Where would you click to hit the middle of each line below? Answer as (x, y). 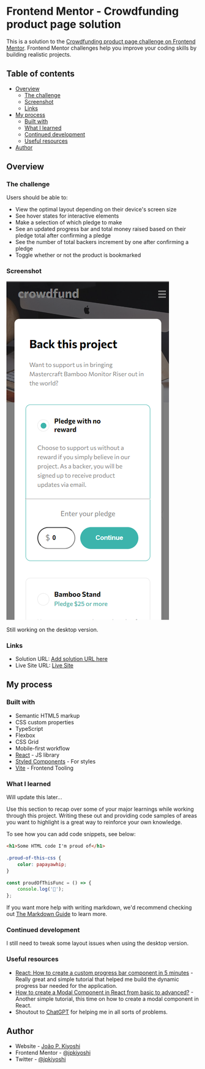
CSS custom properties (45, 722)
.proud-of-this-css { (34, 858)
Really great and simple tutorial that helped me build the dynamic (97, 979)
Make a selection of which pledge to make (69, 223)
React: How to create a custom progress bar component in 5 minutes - (104, 972)
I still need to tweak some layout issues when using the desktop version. (97, 943)
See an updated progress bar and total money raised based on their (101, 229)
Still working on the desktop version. (52, 629)
